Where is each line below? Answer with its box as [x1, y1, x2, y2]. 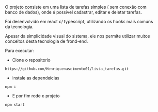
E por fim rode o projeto [12, 93, 60, 98]
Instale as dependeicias [12, 75, 60, 80]
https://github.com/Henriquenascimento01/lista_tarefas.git [5, 66, 129, 71]
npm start [5, 102, 25, 107]
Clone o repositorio [12, 57, 51, 63]
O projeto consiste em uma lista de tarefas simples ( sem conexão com [5, 4, 147, 10]
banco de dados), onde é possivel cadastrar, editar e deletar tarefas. [5, 9, 142, 15]
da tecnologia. [5, 24, 34, 30]
